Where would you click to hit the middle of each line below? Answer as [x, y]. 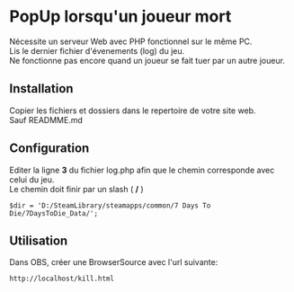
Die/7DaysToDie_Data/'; [54, 213]
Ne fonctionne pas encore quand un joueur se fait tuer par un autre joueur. [147, 60]
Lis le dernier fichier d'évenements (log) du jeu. [97, 50]
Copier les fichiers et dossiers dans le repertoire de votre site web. [133, 111]
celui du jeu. [32, 179]
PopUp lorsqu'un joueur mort [120, 17]
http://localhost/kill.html [62, 279]
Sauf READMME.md [46, 119]
